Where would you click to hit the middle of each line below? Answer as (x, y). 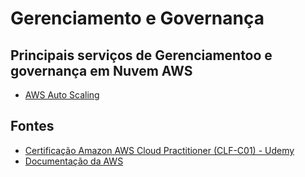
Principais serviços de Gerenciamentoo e (141, 55)
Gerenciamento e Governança (137, 18)
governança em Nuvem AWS (101, 70)
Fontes (32, 126)
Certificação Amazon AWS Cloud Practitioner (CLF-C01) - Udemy (159, 150)
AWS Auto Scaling (62, 95)
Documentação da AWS (74, 161)
